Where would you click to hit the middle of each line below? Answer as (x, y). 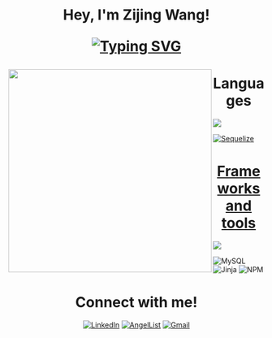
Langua (239, 84)
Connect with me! (136, 303)
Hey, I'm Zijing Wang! (136, 15)
